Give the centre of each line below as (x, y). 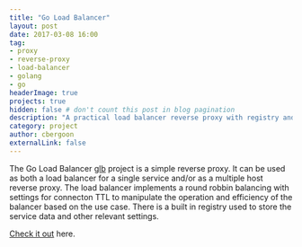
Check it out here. (43, 234)
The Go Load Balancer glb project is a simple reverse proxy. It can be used (147, 168)
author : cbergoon (42, 135)
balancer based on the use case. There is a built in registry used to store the (151, 207)
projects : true (38, 101)
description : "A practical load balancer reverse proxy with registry (144, 118)
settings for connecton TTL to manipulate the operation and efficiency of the (151, 197)
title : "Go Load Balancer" (60, 18)
